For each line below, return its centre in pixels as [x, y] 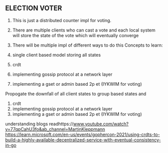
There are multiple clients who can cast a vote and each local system [84, 30]
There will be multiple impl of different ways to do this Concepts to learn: [88, 45]
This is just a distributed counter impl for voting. [62, 20]
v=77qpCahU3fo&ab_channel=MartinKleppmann [55, 129]
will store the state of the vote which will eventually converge [75, 35]
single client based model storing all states [57, 55]
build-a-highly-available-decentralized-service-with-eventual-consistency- [83, 139]
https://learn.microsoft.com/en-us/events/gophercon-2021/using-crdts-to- [83, 134]
